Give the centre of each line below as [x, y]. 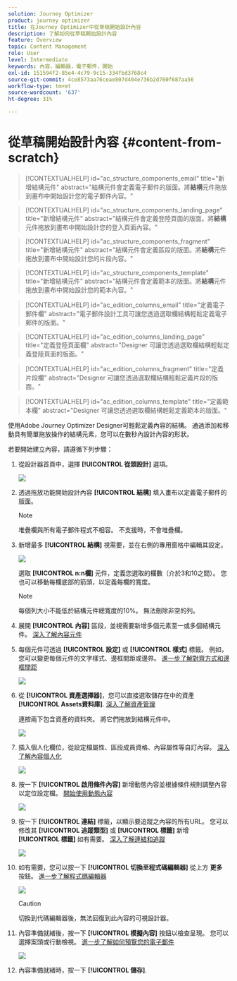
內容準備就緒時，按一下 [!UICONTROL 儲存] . [82, 970]
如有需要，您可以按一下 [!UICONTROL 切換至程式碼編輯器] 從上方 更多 [120, 867]
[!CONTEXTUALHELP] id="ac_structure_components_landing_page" [124, 210]
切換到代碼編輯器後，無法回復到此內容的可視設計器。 [95, 917]
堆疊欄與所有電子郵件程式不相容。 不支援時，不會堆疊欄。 [102, 529]
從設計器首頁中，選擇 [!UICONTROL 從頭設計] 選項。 [95, 464]
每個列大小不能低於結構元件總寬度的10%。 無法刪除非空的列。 [109, 610]
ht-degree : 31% [30, 100]
